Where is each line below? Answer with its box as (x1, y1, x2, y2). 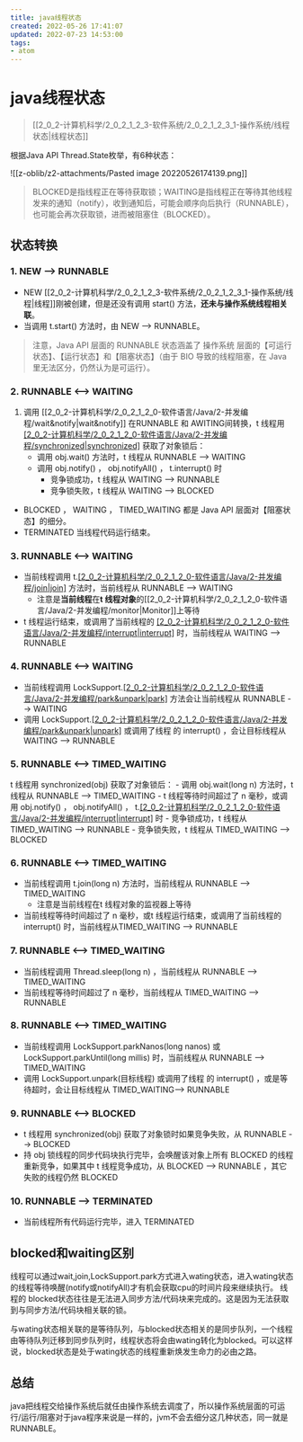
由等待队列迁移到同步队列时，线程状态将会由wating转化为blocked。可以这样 (10, 1335, 293, 1346)
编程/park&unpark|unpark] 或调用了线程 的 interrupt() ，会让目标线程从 (22, 725, 287, 735)
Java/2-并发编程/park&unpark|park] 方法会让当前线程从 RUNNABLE (33, 693, 286, 704)
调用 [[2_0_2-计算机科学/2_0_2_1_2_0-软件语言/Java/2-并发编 (22, 406, 249, 418)
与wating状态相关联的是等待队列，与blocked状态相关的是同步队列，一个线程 (10, 1323, 293, 1335)
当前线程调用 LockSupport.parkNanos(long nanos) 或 (22, 1040, 221, 1052)
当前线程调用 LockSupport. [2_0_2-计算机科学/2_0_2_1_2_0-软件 (22, 681, 256, 692)
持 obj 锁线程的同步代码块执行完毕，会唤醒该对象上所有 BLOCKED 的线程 (22, 1150, 294, 1161)
